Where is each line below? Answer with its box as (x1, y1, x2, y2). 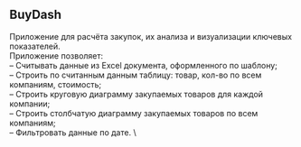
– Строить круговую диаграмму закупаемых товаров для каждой (9, 88, 264, 99)
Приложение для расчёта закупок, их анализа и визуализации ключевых (9, 31, 292, 41)
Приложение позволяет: (9, 50, 104, 61)
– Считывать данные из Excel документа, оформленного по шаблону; (9, 60, 278, 70)
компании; (9, 98, 51, 109)
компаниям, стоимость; (9, 78, 102, 89)
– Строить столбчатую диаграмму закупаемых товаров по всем (9, 107, 259, 118)
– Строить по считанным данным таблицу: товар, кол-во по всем (9, 69, 262, 80)
